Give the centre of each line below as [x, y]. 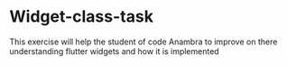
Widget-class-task [81, 17]
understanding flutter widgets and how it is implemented [114, 51]
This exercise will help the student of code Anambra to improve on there [143, 42]
